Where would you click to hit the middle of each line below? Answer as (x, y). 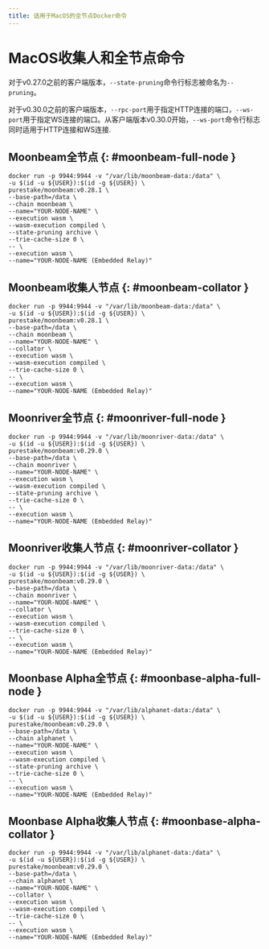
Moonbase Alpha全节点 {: (73, 679)
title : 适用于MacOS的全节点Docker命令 (67, 16)
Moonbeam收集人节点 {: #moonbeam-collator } (128, 287)
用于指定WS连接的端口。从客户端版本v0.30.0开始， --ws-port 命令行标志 (142, 119)
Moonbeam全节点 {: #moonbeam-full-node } (122, 157)
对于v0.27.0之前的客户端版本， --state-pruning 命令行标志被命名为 (118, 82)
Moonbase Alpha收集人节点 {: (84, 821)
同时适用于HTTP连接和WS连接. (60, 129)
